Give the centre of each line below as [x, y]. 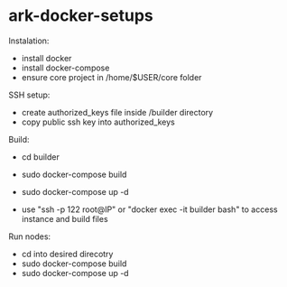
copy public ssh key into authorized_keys [98, 122]
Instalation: [29, 41]
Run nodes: [30, 236]
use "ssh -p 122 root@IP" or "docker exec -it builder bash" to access [149, 209]
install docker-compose [65, 68]
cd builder [40, 157]
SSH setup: [29, 95]
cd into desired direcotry [67, 254]
